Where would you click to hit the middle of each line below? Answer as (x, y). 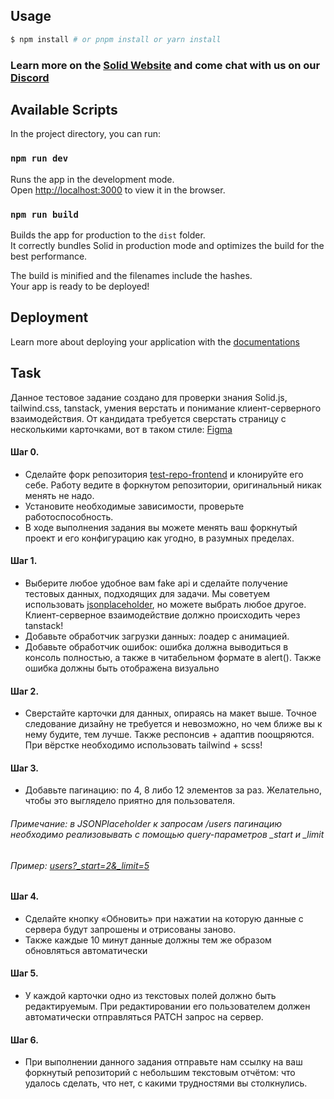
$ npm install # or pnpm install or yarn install (116, 39)
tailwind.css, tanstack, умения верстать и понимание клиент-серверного (166, 408)
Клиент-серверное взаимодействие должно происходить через (162, 615)
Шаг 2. (25, 691)
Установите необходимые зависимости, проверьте (134, 506)
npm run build (44, 214)
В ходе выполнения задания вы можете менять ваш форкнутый (161, 527)
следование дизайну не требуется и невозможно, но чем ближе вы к (173, 724)
